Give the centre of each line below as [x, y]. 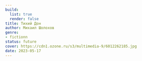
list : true [21, 14]
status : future [21, 42]
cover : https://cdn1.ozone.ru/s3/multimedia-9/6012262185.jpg [71, 46]
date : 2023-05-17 [23, 51]
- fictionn [16, 37]
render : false [24, 19]
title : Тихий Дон [23, 23]
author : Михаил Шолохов [30, 28]
